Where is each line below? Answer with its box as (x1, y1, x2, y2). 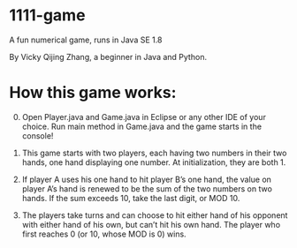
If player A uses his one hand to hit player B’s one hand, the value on (21, 174, 272, 184)
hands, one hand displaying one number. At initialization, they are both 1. (21, 156, 286, 168)
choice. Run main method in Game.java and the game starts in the (21, 121, 263, 132)
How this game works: (9, 83, 177, 102)
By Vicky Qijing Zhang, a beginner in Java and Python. (9, 51, 208, 62)
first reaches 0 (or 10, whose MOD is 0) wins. (21, 229, 187, 239)
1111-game (9, 5, 86, 26)
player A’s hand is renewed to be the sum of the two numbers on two (21, 183, 272, 194)
